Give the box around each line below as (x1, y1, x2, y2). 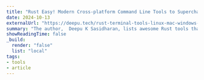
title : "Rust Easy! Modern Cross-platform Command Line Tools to (6, 8, 175, 15)
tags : (6, 54, 20, 60)
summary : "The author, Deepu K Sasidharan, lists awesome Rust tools (6, 25, 189, 32)
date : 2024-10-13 (6, 14, 50, 20)
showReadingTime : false (6, 31, 67, 37)
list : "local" (12, 48, 47, 54)
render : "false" (12, 43, 53, 49)
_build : (6, 37, 26, 43)
